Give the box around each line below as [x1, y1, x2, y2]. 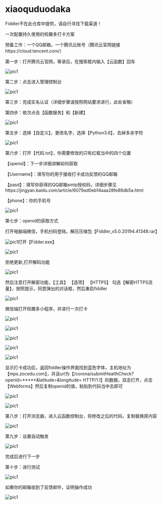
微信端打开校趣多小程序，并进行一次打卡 [5, 305, 88, 311]
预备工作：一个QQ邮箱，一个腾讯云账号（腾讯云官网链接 [5, 41, 120, 48]
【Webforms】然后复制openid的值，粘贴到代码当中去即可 [5, 383, 123, 389]
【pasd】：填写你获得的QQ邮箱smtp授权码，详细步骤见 [5, 182, 117, 188]
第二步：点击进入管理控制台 [5, 79, 62, 85]
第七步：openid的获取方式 [5, 217, 58, 223]
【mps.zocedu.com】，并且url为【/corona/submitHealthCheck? [5, 371, 134, 377]
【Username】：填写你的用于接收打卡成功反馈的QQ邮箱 [5, 171, 118, 177]
